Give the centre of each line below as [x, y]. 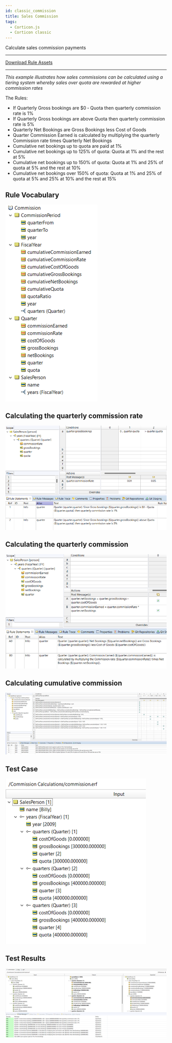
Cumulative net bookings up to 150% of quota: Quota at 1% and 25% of [88, 163]
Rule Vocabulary [32, 195]
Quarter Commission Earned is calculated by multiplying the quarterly [86, 135]
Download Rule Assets [29, 63]
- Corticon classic [31, 33]
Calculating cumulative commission [64, 683]
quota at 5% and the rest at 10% [47, 168]
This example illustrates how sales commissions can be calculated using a [84, 77]
